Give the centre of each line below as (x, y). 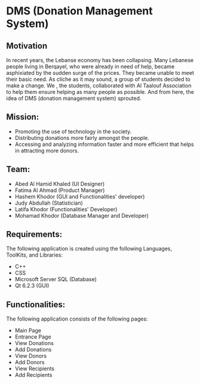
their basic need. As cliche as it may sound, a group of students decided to (99, 79)
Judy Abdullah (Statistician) (49, 203)
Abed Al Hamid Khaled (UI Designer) (60, 184)
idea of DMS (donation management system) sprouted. (74, 98)
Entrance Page (33, 337)
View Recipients (35, 368)
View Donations (34, 343)
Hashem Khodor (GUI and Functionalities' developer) (80, 196)
